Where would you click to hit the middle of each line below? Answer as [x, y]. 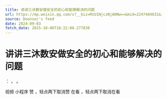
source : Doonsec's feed [30, 19]
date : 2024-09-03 [23, 24]
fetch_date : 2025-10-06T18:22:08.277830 [48, 28]
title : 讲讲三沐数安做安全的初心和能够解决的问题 [50, 10]
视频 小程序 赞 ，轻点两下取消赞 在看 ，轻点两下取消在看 [63, 92]
